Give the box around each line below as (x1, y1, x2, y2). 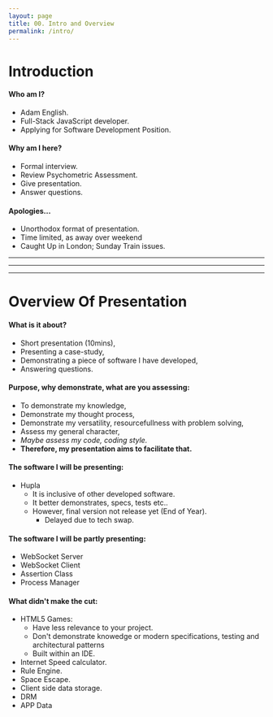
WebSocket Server (19, 552, 84, 562)
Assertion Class (19, 569, 73, 579)
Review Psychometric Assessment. (19, 170, 138, 180)
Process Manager (19, 578, 80, 588)
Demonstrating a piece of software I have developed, (19, 355, 198, 365)
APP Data (19, 701, 53, 710)
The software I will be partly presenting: (8, 533, 146, 543)
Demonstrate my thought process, (19, 409, 136, 419)
